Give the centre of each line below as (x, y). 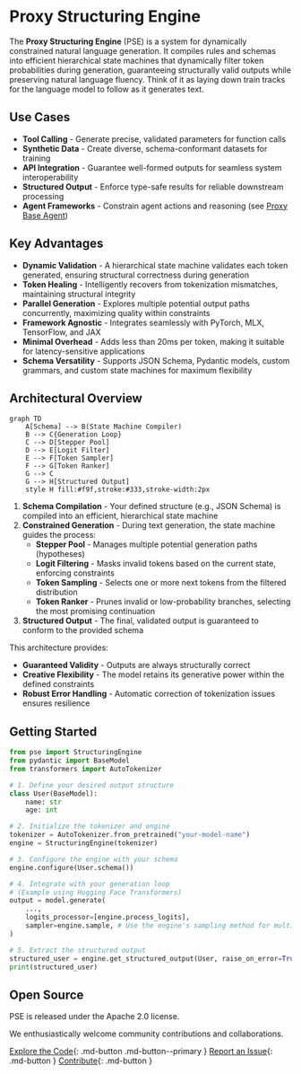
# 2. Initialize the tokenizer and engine (90, 827)
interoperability (50, 177)
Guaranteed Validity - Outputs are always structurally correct (136, 665)
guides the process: (59, 535)
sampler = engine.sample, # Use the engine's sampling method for (148, 926)
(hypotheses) (60, 554)
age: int (42, 810)
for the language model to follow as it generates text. (107, 89)
